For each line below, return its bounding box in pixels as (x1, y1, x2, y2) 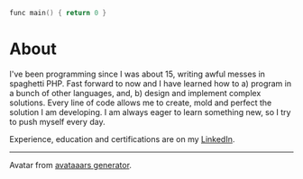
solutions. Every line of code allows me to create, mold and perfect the (9, 97, 272, 108)
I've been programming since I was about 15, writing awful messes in (9, 68, 266, 79)
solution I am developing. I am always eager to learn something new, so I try (9, 106, 291, 117)
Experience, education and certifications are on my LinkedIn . (9, 133, 235, 144)
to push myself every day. (9, 116, 106, 127)
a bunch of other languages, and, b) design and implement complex (9, 87, 262, 98)
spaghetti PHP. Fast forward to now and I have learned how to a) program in (9, 77, 291, 89)
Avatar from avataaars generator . (9, 159, 133, 170)
